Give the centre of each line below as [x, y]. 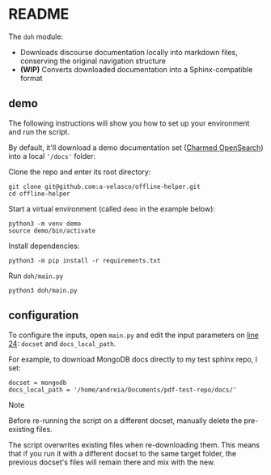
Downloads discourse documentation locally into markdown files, [129, 52]
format [31, 78]
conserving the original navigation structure [93, 61]
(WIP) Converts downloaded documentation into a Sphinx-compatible [136, 69]
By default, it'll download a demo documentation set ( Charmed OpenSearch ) [136, 148]
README [39, 14]
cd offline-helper [39, 194]
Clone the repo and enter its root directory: [80, 172]
